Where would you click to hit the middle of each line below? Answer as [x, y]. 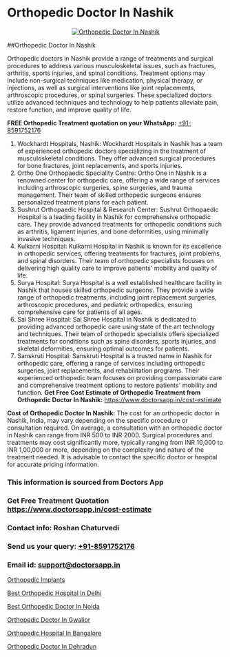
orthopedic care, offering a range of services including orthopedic [111, 363]
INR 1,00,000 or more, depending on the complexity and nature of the [106, 450]
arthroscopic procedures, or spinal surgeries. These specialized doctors [109, 95]
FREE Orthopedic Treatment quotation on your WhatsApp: [92, 123]
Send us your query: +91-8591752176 [71, 546]
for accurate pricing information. [53, 464]
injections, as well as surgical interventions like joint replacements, [102, 87]
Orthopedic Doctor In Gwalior [49, 619]
